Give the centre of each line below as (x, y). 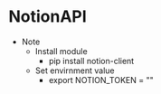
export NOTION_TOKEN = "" (101, 80)
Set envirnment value (75, 70)
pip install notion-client (91, 61)
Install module (61, 51)
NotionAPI (47, 17)
